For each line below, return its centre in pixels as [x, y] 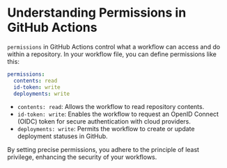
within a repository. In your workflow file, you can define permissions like [112, 54]
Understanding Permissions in [97, 13]
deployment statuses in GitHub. [62, 136]
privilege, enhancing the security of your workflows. [82, 157]
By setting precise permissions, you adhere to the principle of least [103, 150]
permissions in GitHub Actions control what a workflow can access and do [114, 47]
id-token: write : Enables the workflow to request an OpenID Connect [118, 114]
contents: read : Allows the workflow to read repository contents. [111, 107]
